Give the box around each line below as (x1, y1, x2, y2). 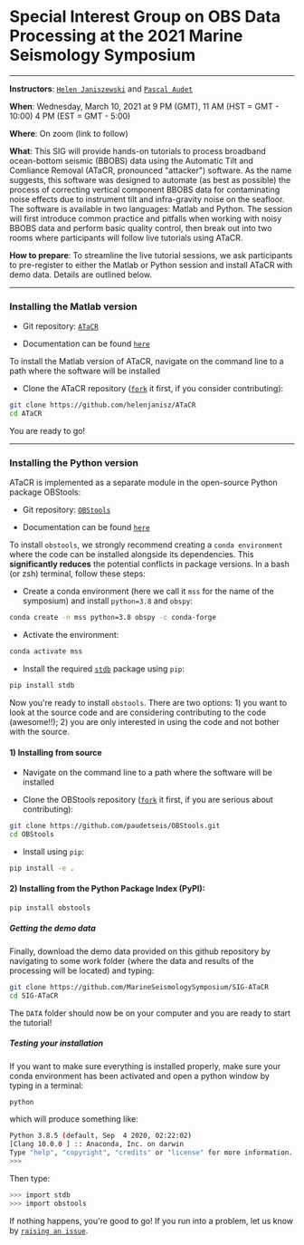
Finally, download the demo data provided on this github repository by (9, 945, 271, 957)
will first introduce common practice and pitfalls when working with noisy (9, 213, 282, 224)
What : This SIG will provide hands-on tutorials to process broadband (9, 145, 266, 156)
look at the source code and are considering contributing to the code (9, 707, 267, 718)
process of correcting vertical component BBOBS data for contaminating (9, 184, 280, 195)
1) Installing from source (9, 747, 102, 758)
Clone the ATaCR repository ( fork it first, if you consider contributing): (22, 383, 284, 394)
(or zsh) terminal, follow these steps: (9, 568, 147, 579)
